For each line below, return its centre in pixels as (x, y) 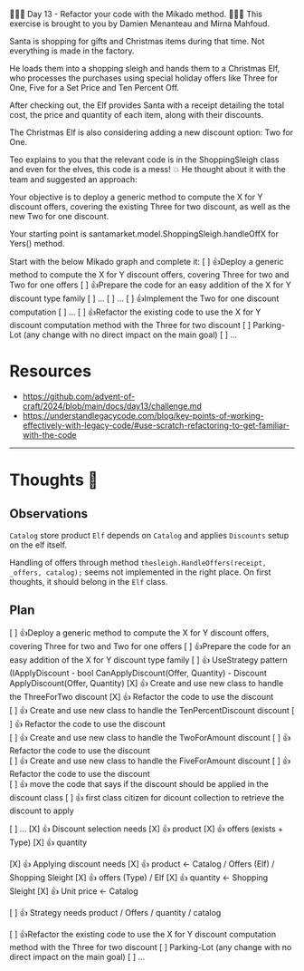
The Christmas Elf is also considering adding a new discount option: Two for (152, 132)
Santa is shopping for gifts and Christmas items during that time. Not (137, 41)
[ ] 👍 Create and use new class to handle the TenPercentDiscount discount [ (152, 710)
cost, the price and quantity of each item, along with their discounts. (137, 115)
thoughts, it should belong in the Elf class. (89, 581)
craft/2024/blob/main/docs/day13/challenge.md (112, 406)
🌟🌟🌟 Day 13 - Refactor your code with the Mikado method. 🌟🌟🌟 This (136, 14)
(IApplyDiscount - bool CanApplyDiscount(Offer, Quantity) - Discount (138, 673)
